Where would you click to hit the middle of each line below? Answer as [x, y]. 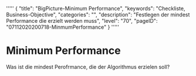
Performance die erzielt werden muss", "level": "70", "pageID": [82, 21]
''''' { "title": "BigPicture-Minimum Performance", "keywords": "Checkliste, [96, 8]
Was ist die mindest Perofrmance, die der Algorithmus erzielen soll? [88, 67]
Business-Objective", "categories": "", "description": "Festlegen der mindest [98, 15]
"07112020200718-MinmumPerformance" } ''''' [62, 27]
